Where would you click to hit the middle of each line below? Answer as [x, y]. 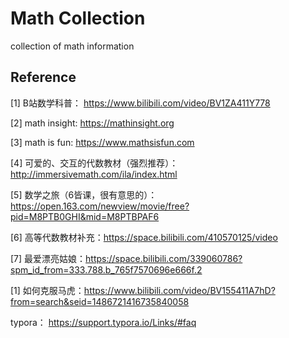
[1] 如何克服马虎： [47, 290]
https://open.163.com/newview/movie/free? [100, 206]
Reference [43, 77]
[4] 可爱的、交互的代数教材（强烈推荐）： [94, 163]
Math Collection [78, 18]
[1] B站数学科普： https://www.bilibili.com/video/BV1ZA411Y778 [140, 103]
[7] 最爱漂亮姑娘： [48, 258]
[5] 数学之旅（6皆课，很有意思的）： [84, 194]
